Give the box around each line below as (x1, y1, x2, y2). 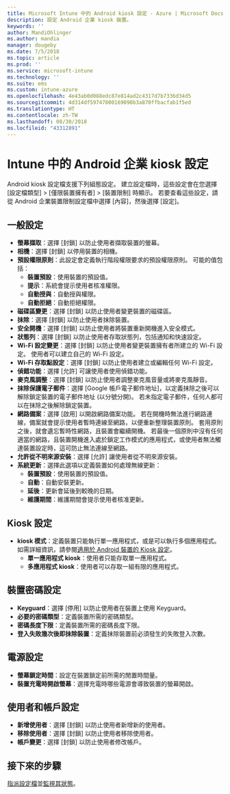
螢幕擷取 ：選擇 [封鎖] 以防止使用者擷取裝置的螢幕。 (16, 239, 163, 247)
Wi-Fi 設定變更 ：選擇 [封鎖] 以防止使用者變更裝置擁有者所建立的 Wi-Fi (16, 342, 216, 350)
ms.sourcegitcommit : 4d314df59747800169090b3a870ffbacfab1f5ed (7, 99, 192, 106)
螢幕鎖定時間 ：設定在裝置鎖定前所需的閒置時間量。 (16, 671, 162, 679)
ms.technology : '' (7, 73, 60, 81)
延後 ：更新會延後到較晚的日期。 (27, 487, 118, 495)
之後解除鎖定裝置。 (40, 401, 96, 409)
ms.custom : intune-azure (7, 86, 78, 93)
